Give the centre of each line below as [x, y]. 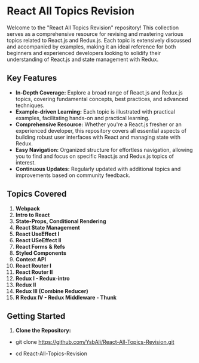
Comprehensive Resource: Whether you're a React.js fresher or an [98, 124]
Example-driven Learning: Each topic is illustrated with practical [95, 111]
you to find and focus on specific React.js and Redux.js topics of [95, 156]
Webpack [28, 208]
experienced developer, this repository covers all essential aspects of [101, 130]
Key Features [32, 78]
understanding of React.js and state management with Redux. [83, 59]
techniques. [30, 105]
